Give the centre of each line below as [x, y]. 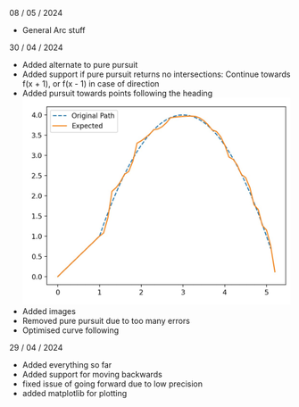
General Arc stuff [54, 30]
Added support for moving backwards [92, 374]
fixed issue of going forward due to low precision [112, 384]
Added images [49, 311]
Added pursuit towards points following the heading [117, 93]
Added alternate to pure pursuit [80, 65]
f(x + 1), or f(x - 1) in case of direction [91, 83]
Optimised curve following [71, 330]
